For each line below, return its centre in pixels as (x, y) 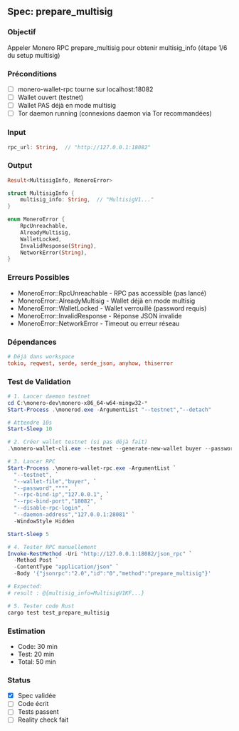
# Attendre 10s (30, 423)
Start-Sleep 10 (30, 429)
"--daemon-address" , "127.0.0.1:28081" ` (74, 515)
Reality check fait (43, 720)
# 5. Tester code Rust (41, 606)
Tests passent (38, 712)
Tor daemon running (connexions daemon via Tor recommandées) (115, 114)
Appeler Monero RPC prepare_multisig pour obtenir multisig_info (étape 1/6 (117, 47)
